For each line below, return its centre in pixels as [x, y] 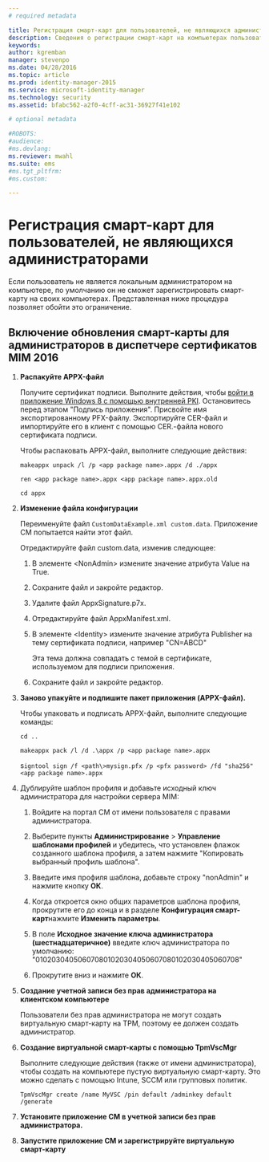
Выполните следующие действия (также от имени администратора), [138, 1063]
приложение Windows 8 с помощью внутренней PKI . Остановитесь [135, 401]
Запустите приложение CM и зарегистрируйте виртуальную [127, 1141]
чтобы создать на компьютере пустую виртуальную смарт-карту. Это [140, 1071]
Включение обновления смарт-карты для [119, 333]
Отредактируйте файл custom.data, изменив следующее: [118, 548]
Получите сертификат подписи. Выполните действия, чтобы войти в [137, 392]
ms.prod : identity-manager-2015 [62, 82]
